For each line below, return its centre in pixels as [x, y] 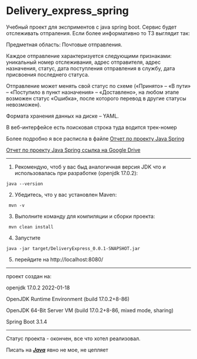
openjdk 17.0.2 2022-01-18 [38, 288]
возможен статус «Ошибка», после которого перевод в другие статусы [96, 98]
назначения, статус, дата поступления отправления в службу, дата [91, 68]
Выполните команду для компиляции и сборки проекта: [85, 216]
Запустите [28, 238]
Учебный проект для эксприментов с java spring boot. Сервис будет [91, 27]
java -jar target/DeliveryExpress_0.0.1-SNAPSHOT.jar [73, 248]
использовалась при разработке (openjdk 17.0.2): [76, 173]
